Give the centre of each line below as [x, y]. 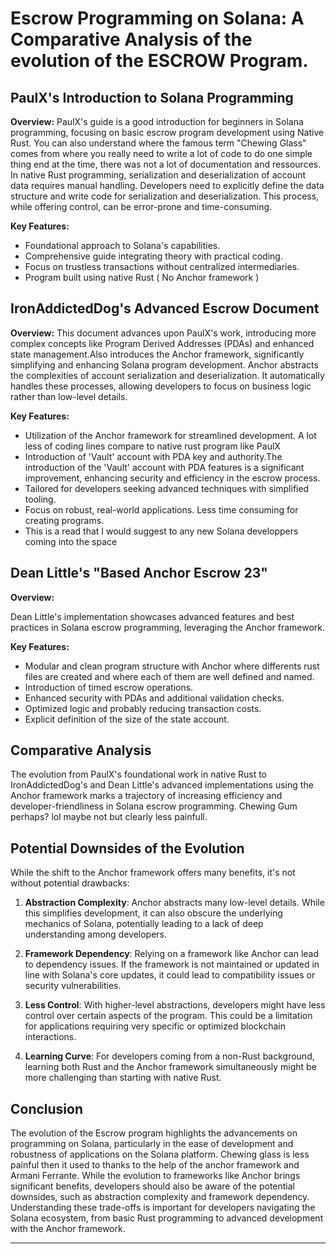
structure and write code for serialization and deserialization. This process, [165, 196]
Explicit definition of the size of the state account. [127, 719]
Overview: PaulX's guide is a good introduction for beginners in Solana [157, 121]
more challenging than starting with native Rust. [123, 1078]
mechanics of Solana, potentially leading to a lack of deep [144, 924]
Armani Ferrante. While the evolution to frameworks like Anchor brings [155, 1176]
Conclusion [47, 1108]
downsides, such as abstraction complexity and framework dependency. [160, 1197]
